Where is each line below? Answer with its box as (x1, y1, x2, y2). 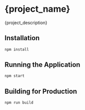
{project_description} (4, 20, 48, 26)
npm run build (4, 100, 34, 105)
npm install (4, 47, 29, 52)
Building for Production (4, 87, 77, 95)
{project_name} (4, 3, 71, 15)
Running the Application (4, 60, 81, 69)
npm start (4, 74, 25, 79)
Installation (4, 34, 40, 42)
